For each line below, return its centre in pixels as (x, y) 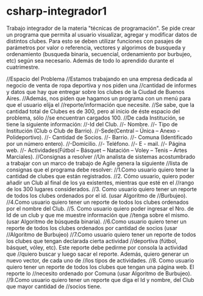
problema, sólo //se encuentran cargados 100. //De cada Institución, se (95, 118)
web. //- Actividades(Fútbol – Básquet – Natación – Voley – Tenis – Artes (97, 150)
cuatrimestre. (23, 67)
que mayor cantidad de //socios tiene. (54, 286)
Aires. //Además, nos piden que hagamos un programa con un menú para (98, 98)
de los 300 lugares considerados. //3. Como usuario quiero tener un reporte (101, 189)
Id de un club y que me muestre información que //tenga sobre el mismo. (98, 215)
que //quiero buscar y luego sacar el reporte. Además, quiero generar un (98, 254)
